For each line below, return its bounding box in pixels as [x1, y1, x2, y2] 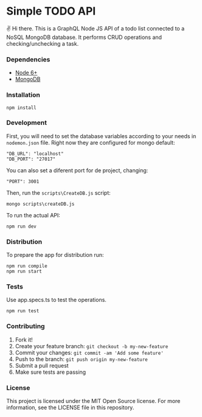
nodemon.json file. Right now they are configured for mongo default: [6, 139, 175, 146]
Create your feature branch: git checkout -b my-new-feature [15, 342, 169, 349]
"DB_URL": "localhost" [6, 150, 64, 156]
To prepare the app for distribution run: [6, 251, 105, 259]
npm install [6, 105, 37, 111]
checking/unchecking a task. [6, 40, 79, 47]
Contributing [6, 322, 45, 331]
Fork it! [15, 336, 33, 343]
